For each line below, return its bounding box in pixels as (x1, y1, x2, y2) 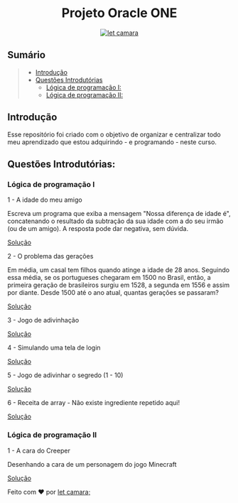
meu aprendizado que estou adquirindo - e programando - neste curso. (7, 137, 217, 146)
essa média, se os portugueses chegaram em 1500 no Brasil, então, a (7, 274, 211, 282)
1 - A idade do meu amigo (7, 195, 83, 204)
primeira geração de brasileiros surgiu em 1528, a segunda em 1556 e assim (7, 281, 229, 289)
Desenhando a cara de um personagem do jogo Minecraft (7, 460, 177, 468)
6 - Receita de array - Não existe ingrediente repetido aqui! (7, 399, 180, 407)
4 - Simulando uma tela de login (7, 343, 101, 352)
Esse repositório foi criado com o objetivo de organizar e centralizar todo (7, 130, 222, 139)
